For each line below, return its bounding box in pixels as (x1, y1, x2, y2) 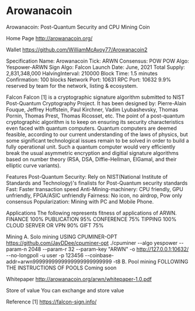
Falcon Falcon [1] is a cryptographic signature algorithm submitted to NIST (6, 94, 185, 101)
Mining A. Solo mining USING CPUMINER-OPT (6, 233, 118, 240)
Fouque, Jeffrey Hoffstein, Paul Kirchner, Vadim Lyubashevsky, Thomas (6, 106, 179, 113)
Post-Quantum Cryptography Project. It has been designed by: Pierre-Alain (6, 99, 187, 106)
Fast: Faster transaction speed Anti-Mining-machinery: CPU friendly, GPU (6, 185, 184, 192)
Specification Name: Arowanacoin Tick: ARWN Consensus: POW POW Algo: (6, 57, 189, 64)
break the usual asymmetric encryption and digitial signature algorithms (6, 149, 179, 156)
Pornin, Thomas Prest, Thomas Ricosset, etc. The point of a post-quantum (6, 112, 185, 119)
